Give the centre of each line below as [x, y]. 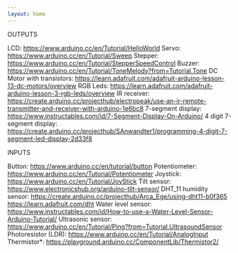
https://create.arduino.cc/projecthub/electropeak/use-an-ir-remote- [107, 101]
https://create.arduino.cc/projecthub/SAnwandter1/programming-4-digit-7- [118, 131]
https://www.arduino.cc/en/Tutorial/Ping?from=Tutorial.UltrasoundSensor [115, 226]
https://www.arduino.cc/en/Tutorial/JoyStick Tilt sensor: [90, 181]
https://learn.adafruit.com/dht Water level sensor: [80, 204]
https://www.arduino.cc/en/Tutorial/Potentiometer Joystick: [94, 173]
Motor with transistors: [40, 78]
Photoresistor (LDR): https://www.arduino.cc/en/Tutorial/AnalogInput [108, 234]
